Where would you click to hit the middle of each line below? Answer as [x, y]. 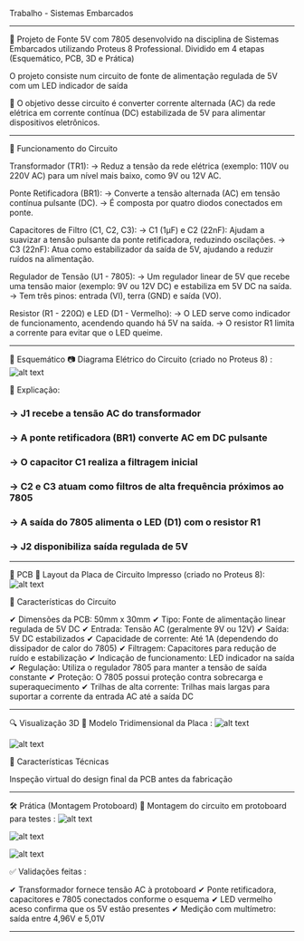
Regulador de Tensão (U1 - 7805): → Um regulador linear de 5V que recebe [150, 276]
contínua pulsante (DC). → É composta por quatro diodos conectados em [146, 203]
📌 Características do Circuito [63, 601]
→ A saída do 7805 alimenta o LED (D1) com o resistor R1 [135, 522]
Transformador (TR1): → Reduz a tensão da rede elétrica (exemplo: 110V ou [149, 166]
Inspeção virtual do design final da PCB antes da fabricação [121, 779]
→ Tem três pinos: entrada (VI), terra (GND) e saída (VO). [115, 296]
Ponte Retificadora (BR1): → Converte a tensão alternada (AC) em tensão [145, 193]
